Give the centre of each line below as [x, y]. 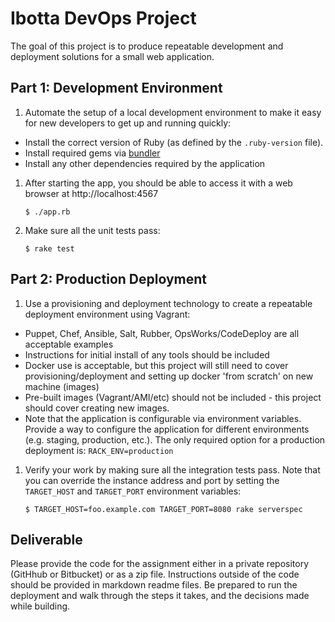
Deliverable [46, 539]
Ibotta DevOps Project [103, 18]
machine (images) [62, 386]
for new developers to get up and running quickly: [128, 123]
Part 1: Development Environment [116, 88]
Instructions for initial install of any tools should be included [147, 354]
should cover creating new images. [97, 408]
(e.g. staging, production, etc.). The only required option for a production [175, 439]
